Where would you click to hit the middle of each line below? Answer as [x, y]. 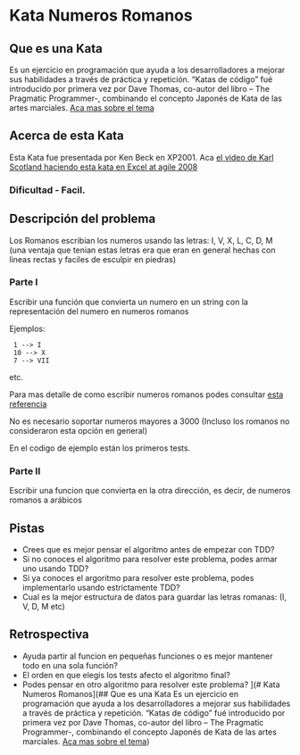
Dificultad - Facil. [47, 190]
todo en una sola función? [70, 665]
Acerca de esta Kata [67, 136]
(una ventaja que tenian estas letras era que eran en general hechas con [142, 250]
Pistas [27, 528]
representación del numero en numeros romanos [99, 311]
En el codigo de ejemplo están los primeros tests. [100, 448]
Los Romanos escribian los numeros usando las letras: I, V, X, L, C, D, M [141, 240]
